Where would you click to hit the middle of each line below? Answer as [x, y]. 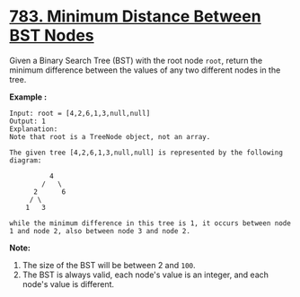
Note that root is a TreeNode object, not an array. [110, 136]
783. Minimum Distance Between [136, 17]
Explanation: [34, 129]
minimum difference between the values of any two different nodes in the [145, 70]
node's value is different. [68, 284]
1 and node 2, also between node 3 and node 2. [100, 231]
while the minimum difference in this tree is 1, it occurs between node [150, 223]
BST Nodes [52, 35]
